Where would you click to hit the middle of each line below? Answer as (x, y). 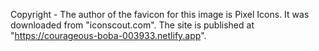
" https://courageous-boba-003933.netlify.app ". (108, 35)
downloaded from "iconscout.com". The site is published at (132, 25)
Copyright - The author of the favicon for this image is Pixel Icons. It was (160, 14)
